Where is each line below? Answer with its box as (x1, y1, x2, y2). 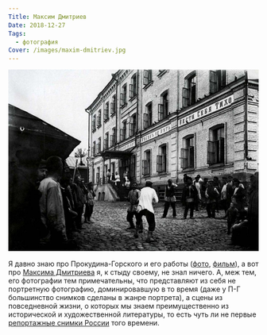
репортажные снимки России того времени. (8, 318, 161, 328)
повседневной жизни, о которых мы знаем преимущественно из (8, 302, 229, 311)
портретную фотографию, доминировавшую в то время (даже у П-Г (8, 284, 241, 294)
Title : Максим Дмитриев (8, 13, 87, 21)
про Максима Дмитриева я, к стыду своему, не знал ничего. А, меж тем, (8, 268, 257, 277)
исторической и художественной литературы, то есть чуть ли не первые (8, 310, 257, 319)
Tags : (8, 29, 26, 37)
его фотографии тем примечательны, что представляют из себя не (8, 276, 237, 286)
